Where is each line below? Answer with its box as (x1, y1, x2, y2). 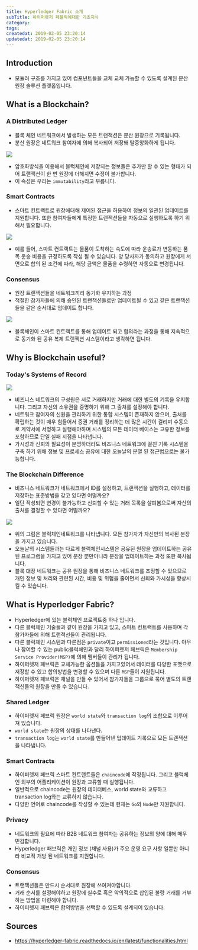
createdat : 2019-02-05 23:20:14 (6, 31, 86, 37)
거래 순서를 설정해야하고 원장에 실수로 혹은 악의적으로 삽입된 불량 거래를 (14, 889, 181, 896)
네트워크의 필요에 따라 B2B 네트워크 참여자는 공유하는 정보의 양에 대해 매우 (14, 830, 187, 837)
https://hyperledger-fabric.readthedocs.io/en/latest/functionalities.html (14, 937, 188, 944)
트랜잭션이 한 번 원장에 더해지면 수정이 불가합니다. (21, 170, 137, 177)
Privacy (6, 816, 29, 824)
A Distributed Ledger (6, 117, 67, 126)
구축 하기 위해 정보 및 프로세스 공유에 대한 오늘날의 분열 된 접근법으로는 (14, 448, 179, 455)
